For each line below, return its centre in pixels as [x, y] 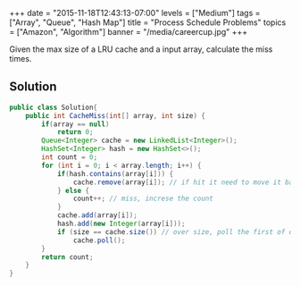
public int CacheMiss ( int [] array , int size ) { [115, 115]
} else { [73, 190]
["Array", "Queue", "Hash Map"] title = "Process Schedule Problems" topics [148, 22]
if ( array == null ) [75, 124]
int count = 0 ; [70, 157]
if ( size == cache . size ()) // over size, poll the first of [171, 231]
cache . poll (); [99, 240]
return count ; [67, 257]
